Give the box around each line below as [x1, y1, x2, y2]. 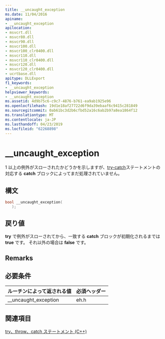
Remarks [5, 254, 33, 263]
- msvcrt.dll [5, 30, 32, 35]
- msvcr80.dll [5, 35, 34, 40]
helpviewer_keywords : [5, 90, 50, 95]
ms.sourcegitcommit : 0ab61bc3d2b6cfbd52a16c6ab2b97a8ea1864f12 [5, 108, 138, 113]
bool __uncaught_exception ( [5, 200, 63, 205]
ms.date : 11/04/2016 [5, 12, 48, 17]
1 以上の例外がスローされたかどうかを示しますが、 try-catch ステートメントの [5, 165, 161, 170]
